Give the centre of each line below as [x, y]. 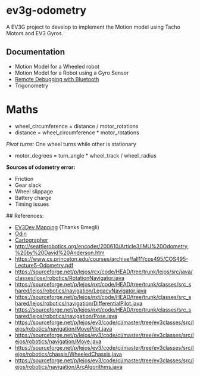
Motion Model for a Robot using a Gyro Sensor [72, 73]
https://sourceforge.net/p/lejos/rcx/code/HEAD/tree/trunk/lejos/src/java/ [104, 272]
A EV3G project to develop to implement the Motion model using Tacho [93, 27]
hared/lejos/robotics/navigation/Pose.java [66, 316]
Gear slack [28, 185]
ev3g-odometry [46, 10]
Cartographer [32, 240]
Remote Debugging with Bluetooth [57, 79]
